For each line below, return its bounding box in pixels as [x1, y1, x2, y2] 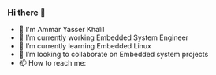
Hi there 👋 [7, 7, 47, 18]
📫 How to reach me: [18, 59, 87, 68]
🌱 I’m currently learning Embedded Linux [18, 41, 151, 51]
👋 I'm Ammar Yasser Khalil [18, 25, 105, 34]
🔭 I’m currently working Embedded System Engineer [18, 33, 189, 42]
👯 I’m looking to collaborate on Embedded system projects [18, 50, 209, 59]
